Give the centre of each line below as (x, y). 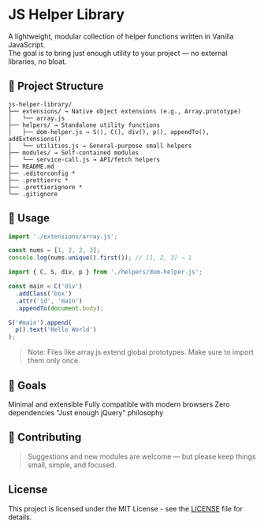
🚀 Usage (29, 218)
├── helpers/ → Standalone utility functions (84, 125)
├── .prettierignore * (45, 187)
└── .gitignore (33, 194)
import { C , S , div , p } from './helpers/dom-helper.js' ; (105, 272)
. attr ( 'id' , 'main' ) (49, 301)
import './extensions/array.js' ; (63, 236)
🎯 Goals (28, 385)
